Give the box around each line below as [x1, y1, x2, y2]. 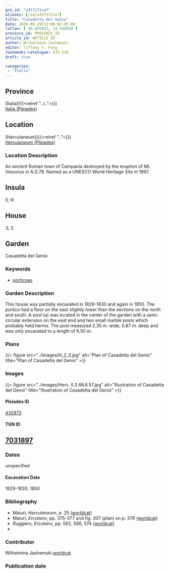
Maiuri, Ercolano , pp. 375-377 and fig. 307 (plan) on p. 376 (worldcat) [12, 515, 158, 521]
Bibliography [5, 498, 37, 505]
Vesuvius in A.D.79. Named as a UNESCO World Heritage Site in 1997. [5, 169, 150, 175]
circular [5, 317, 21, 324]
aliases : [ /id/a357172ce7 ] [5, 12, 62, 17]
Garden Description [5, 289, 54, 296]
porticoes [12, 277, 33, 283]
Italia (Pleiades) [5, 106, 38, 112]
